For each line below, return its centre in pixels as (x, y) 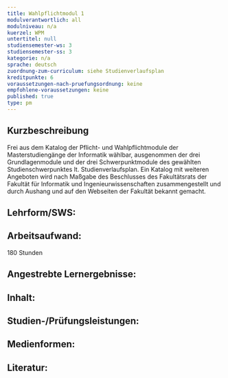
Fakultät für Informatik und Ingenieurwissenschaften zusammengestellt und (114, 184)
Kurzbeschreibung (48, 131)
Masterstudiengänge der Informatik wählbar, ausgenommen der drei (104, 155)
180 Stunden (25, 252)
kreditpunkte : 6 (30, 77)
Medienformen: (41, 344)
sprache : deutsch (32, 65)
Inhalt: (21, 297)
